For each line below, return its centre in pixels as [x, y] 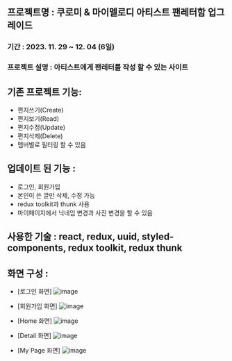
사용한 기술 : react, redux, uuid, [74, 237]
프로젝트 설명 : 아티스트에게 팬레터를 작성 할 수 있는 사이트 [98, 67]
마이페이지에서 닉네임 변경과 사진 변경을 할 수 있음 [85, 212]
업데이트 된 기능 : [42, 169]
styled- [158, 237]
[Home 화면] [34, 321]
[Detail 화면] [34, 336]
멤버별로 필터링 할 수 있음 [52, 145]
